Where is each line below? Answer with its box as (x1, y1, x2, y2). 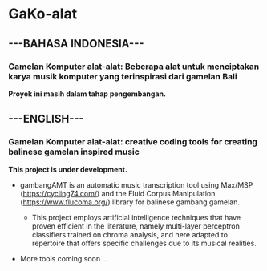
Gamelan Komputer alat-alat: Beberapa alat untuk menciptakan (8, 61, 260, 72)
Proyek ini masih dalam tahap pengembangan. (8, 89, 167, 99)
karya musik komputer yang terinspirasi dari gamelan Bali (8, 71, 238, 82)
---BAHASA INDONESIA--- (8, 37, 144, 51)
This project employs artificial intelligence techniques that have (31, 212, 241, 222)
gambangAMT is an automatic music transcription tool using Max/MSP (19, 180, 253, 189)
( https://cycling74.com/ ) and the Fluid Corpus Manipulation (19, 188, 216, 198)
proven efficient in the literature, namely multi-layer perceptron (31, 221, 241, 231)
